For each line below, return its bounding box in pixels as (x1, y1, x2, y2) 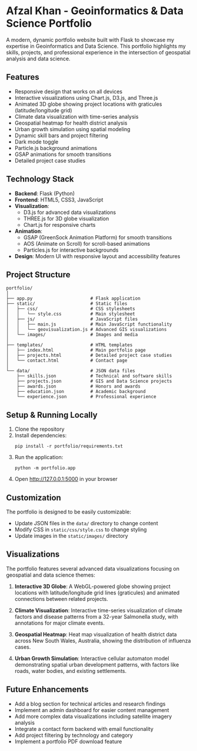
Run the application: (14, 454, 64, 461)
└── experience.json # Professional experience (16, 394, 157, 400)
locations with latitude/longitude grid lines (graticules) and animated (14, 589, 180, 596)
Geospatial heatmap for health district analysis (14, 119, 128, 126)
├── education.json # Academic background (16, 389, 146, 395)
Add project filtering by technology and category (14, 732, 133, 739)
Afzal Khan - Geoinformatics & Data (6, 4, 184, 18)
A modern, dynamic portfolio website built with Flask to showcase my (6, 36, 175, 43)
